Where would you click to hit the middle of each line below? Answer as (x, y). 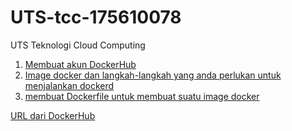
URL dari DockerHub (53, 115)
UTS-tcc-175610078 (96, 17)
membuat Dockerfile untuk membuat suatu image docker (142, 96)
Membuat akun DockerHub (80, 64)
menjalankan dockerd (69, 85)
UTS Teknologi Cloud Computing (78, 45)
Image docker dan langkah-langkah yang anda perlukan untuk (153, 75)
